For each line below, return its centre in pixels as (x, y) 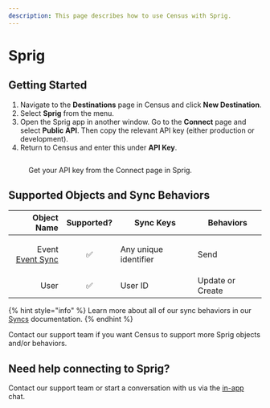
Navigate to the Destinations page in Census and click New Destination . (141, 105)
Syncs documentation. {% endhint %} (71, 319)
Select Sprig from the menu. (67, 113)
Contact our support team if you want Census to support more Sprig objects (135, 335)
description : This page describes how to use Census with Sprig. (120, 16)
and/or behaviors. (38, 344)
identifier (137, 260)
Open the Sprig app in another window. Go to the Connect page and (133, 122)
